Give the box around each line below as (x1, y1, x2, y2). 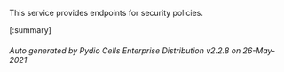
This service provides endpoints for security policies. (9, 8, 204, 18)
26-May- (242, 44, 276, 56)
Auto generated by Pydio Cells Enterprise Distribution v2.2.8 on (9, 44, 241, 56)
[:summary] (9, 25, 51, 35)
